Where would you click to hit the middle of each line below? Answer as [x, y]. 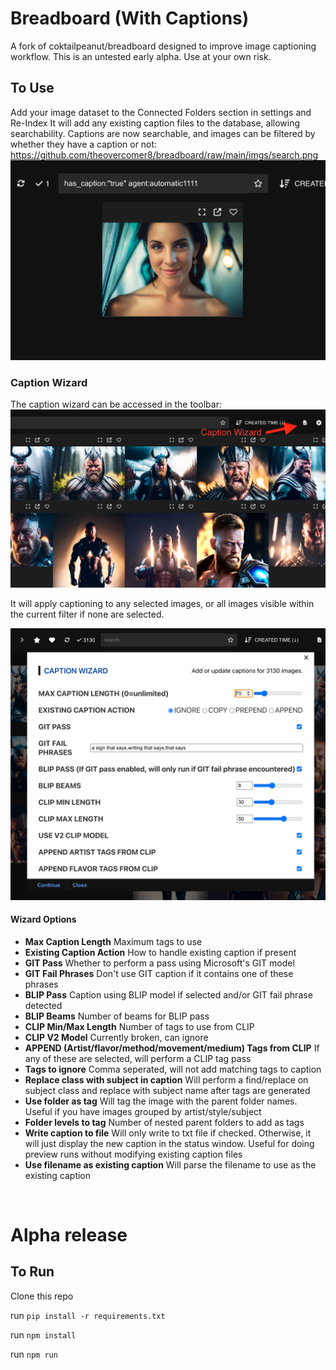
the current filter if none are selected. [87, 614]
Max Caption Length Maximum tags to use [113, 941]
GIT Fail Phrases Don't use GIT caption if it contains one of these [159, 973]
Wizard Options [43, 919]
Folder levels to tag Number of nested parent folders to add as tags [164, 1122]
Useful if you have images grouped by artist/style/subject [143, 1111]
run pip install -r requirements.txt [88, 1315]
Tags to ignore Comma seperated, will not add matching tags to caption [173, 1069]
